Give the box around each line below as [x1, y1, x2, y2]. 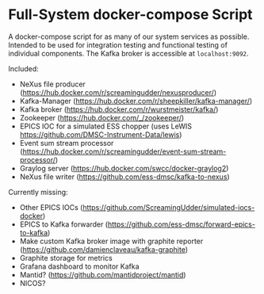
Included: [8, 63, 40, 73]
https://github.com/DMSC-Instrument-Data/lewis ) [19, 129, 182, 139]
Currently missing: [8, 187, 69, 197]
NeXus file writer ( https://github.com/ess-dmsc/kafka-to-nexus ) [19, 172, 230, 181]
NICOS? [19, 278, 46, 288]
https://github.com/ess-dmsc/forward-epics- [107, 220, 256, 229]
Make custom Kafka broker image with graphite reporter [19, 236, 204, 246]
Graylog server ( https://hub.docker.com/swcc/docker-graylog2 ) [19, 163, 229, 173]
